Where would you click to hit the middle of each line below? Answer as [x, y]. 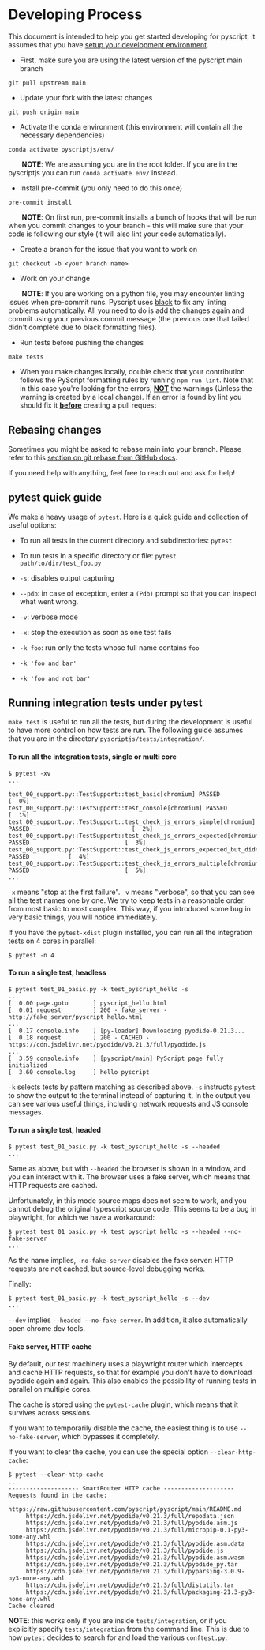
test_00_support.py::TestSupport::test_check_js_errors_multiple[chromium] [135, 863]
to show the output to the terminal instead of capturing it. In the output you [129, 1095]
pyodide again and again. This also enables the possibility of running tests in [132, 1381]
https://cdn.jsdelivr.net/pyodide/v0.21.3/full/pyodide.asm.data [135, 1544]
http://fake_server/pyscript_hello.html [76, 1017]
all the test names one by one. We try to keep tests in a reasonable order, [127, 900]
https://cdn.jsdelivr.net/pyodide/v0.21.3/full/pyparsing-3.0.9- [135, 1572]
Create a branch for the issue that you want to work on [108, 249]
